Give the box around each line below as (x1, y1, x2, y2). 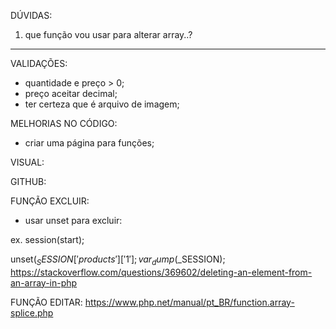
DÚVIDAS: (10, 10, 53, 21)
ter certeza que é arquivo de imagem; (24, 98, 180, 110)
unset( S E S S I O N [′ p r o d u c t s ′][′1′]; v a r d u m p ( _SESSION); (10, 253, 226, 267)
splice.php (10, 306, 54, 319)
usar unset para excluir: (24, 215, 123, 226)
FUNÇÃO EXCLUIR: (10, 195, 90, 207)
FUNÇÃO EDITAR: (10, 296, 83, 308)
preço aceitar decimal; (24, 88, 118, 99)
